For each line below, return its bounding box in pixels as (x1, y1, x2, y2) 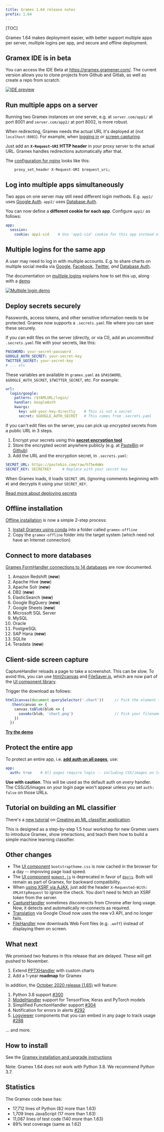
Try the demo (5, 729, 34, 735)
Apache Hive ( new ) (12, 579, 52, 585)
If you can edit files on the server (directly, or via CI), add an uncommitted (5, 335, 154, 341)
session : (10, 227, 28, 232)
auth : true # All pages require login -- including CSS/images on (10, 770, 154, 775)
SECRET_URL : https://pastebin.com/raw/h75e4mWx (5, 462, 104, 467)
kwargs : (14, 405, 30, 409)
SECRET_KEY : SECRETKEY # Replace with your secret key (5, 467, 128, 471)
